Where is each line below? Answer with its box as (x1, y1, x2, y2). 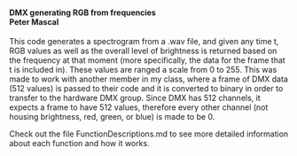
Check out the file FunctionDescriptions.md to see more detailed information (9, 129, 289, 139)
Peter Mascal (9, 16, 59, 27)
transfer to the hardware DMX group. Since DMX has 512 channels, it (9, 93, 262, 104)
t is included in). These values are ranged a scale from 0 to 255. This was (9, 65, 277, 75)
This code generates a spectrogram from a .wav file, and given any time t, (9, 36, 279, 47)
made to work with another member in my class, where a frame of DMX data (9, 74, 288, 84)
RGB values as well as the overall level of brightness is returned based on (9, 45, 277, 57)
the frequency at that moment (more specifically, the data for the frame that (9, 55, 285, 66)
